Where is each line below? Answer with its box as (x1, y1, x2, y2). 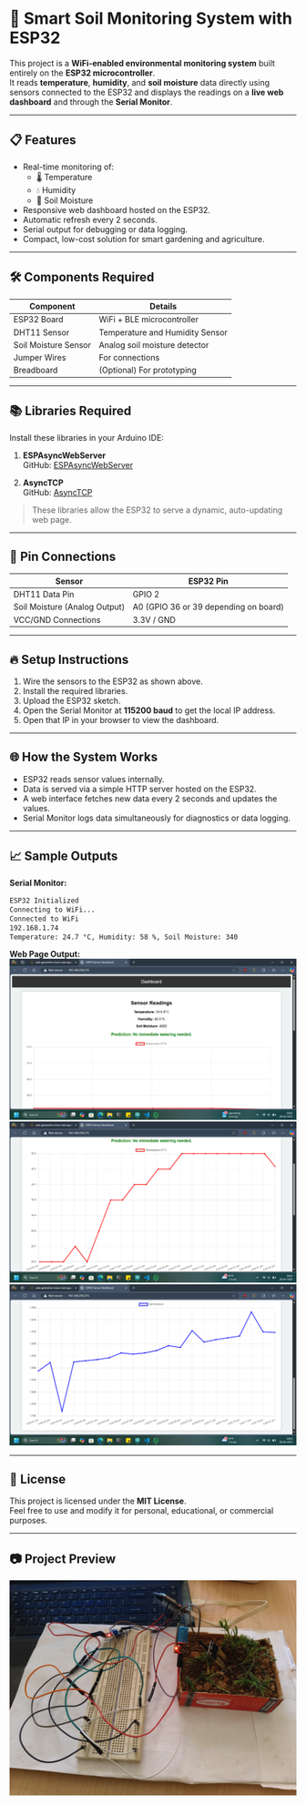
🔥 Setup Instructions (9, 651, 129, 668)
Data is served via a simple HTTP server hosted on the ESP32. (22, 783, 257, 794)
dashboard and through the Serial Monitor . (9, 96, 173, 107)
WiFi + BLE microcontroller (98, 314, 199, 325)
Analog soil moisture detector (98, 339, 209, 350)
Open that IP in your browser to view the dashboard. (22, 715, 219, 725)
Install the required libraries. (22, 686, 128, 696)
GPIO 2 (132, 589, 160, 600)
